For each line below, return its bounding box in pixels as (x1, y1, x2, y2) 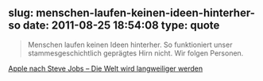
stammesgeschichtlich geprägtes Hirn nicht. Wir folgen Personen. (27, 48, 244, 58)
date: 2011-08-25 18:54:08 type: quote (22, 19, 220, 33)
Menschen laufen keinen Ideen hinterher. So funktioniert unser (27, 40, 233, 49)
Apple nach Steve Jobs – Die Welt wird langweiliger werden (8, 64, 203, 73)
